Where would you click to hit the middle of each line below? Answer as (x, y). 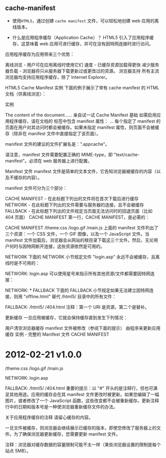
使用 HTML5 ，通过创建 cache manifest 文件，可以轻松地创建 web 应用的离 (85, 21)
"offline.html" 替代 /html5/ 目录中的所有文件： (70, 296)
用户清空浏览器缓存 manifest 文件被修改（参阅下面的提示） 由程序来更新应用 (83, 328)
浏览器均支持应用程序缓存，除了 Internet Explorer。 (57, 77)
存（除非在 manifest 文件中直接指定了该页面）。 (53, 133)
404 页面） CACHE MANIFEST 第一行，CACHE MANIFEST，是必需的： (77, 217)
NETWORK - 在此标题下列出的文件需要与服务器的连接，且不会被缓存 (75, 205)
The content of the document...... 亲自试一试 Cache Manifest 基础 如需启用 (81, 115)
